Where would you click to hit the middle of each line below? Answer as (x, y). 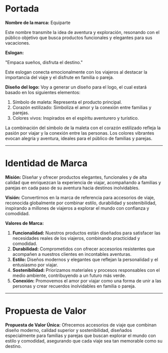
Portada (22, 9)
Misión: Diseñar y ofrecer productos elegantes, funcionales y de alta (76, 177)
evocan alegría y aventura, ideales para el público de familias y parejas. (79, 138)
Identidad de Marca (46, 163)
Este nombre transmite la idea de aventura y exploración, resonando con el (82, 32)
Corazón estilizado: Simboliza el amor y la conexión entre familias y (82, 107)
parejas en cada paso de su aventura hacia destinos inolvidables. (72, 188)
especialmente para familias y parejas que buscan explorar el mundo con (80, 335)
